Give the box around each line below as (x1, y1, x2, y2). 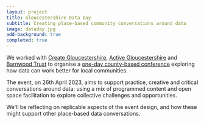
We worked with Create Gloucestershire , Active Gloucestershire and (6, 54, 178, 61)
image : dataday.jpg (6, 26, 56, 32)
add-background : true (6, 32, 62, 38)
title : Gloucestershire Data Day (6, 15, 91, 21)
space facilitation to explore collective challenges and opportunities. (6, 92, 178, 99)
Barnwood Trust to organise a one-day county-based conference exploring (6, 60, 195, 68)
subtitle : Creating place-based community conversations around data (6, 20, 187, 26)
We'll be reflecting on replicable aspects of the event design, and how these (6, 104, 197, 110)
